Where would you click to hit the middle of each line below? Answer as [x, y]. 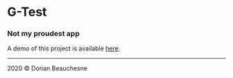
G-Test [27, 12]
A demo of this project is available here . [64, 48]
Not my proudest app [43, 34]
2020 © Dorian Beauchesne [48, 68]
